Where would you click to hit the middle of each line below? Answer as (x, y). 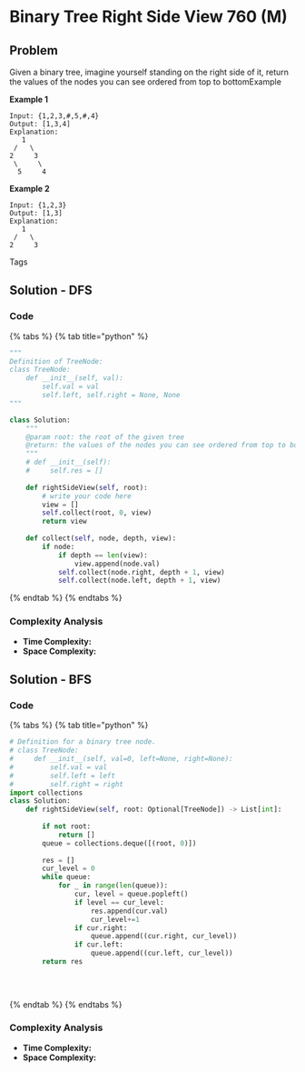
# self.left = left (63, 776)
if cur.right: (101, 928)
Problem (34, 50)
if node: (59, 546)
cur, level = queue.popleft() (131, 894)
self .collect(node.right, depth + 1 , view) (141, 572)
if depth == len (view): (103, 555)
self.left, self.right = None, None (111, 396)
